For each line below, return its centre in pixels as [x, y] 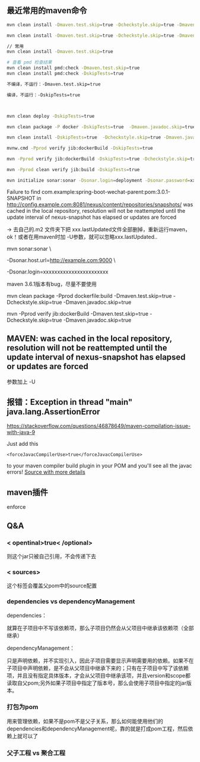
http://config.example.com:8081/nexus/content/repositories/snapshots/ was [100, 204]
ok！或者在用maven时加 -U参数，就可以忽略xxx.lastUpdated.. [82, 237]
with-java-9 [21, 432]
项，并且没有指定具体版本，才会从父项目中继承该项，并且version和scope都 [99, 675]
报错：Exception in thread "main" [70, 402]
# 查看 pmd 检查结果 [29, 62]
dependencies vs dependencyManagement [71, 602]
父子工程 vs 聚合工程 [36, 752]
